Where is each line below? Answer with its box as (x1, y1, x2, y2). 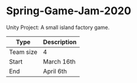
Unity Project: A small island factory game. (6, 24, 110, 31)
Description (43, 37, 77, 46)
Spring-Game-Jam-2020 (6, 4, 132, 18)
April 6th (43, 67, 67, 75)
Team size (9, 47, 38, 56)
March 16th (43, 58, 76, 66)
